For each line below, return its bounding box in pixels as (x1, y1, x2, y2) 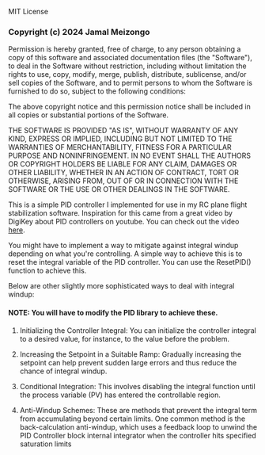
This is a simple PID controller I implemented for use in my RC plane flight (8, 200, 248, 209)
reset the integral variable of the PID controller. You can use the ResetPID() (8, 258, 252, 267)
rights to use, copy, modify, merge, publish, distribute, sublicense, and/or (8, 70, 247, 79)
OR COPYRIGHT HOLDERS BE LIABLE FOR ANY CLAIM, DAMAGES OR (8, 159, 237, 169)
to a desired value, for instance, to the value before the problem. (19, 334, 229, 343)
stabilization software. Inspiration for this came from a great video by (8, 208, 233, 218)
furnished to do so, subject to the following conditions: (8, 86, 186, 96)
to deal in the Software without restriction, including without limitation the (8, 61, 247, 71)
